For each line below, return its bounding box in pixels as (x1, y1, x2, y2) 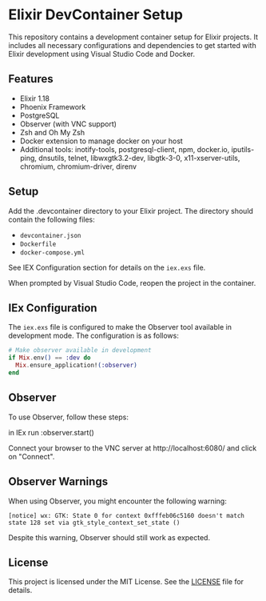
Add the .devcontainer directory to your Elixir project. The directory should (8, 206, 254, 215)
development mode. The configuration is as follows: (8, 331, 180, 341)
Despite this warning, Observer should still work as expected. (8, 532, 210, 542)
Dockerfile (19, 240, 57, 248)
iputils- (231, 144, 255, 154)
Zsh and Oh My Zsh (19, 127, 85, 137)
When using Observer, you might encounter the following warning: (8, 496, 228, 506)
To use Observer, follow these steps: (8, 412, 129, 422)
